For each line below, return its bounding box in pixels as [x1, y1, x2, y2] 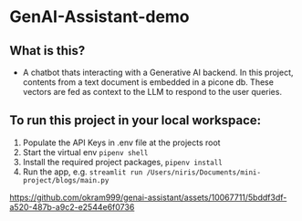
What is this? [9, 43, 86, 58]
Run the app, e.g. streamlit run [22, 166, 143, 177]
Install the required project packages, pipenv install [22, 156, 224, 167]
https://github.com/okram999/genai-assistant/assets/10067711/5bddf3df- [9, 192, 287, 203]
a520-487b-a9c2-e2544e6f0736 [9, 201, 135, 212]
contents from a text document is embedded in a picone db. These [22, 77, 274, 88]
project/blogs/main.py [22, 175, 109, 184]
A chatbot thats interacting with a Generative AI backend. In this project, [22, 67, 294, 78]
